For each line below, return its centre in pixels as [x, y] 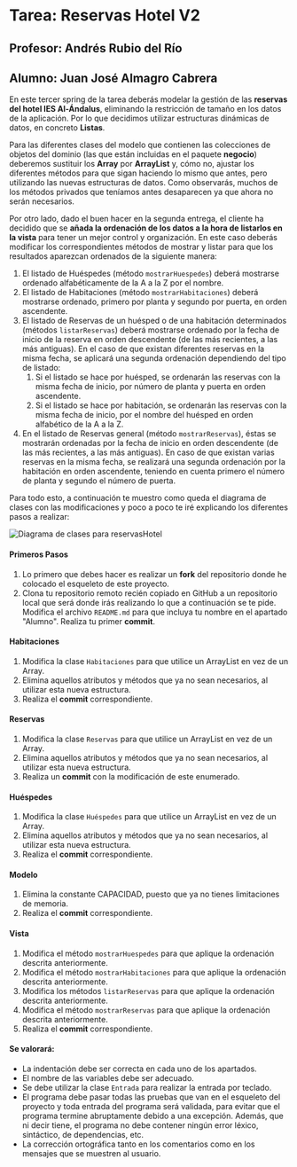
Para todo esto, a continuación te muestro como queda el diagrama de [138, 498]
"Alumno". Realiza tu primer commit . [89, 621]
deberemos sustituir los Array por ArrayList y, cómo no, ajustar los [132, 164]
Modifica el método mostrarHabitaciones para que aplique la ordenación [154, 972]
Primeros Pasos [39, 554]
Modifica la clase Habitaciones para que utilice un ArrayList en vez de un [155, 661]
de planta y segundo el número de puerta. [98, 481]
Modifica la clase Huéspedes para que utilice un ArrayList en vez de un [149, 817]
